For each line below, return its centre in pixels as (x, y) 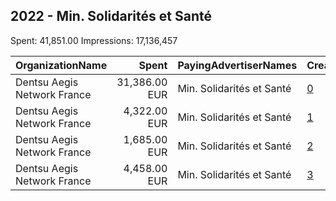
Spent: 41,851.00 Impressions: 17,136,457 (94, 40)
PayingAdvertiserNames (237, 65)
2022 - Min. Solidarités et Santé (111, 16)
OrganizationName (61, 65)
